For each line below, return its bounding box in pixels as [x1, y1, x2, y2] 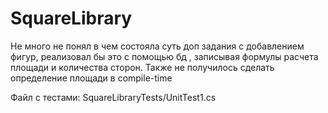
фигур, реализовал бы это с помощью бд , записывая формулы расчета [10, 50, 319, 62]
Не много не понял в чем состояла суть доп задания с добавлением [10, 40, 305, 52]
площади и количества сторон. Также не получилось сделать [10, 61, 275, 73]
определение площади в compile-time [10, 72, 173, 84]
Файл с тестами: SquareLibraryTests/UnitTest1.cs [10, 91, 217, 103]
